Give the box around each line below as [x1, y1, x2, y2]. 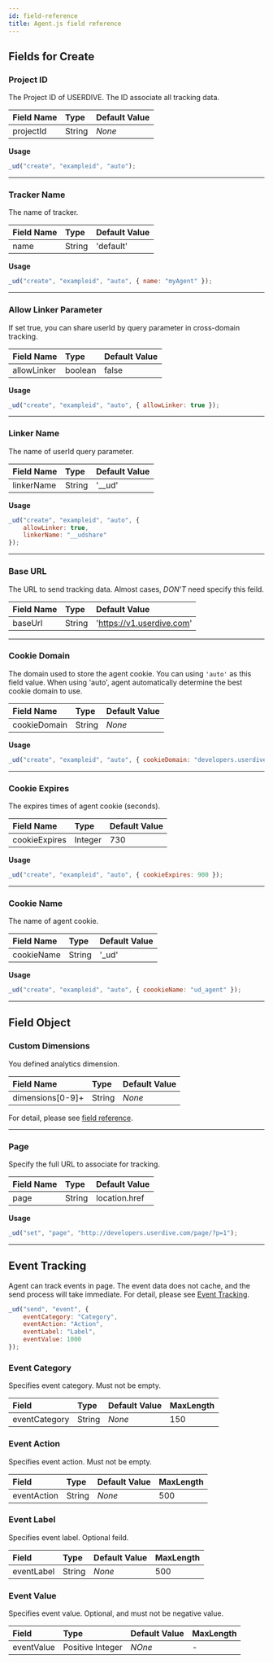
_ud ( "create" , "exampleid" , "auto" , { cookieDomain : [8, 755, 191, 764]
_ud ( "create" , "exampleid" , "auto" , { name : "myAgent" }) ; [8, 278, 213, 286]
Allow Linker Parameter [8, 304, 103, 316]
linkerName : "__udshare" [23, 531, 107, 540]
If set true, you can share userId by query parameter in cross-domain [8, 322, 240, 332]
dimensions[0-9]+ [12, 1092, 84, 1103]
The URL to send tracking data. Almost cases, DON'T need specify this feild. [8, 584, 264, 594]
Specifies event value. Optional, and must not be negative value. [8, 1608, 224, 1618]
